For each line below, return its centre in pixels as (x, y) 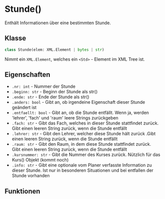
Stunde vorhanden (31, 176)
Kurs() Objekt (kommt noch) (40, 160)
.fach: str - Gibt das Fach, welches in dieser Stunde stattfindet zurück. (85, 123)
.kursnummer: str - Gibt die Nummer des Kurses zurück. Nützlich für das (86, 155)
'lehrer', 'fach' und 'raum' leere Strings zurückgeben (65, 118)
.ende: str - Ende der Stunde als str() (50, 97)
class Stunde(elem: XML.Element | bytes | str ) (55, 50)
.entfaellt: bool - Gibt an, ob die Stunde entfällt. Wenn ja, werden (80, 113)
